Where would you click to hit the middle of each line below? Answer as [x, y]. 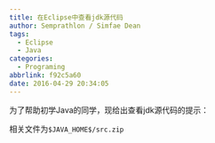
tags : [19, 34]
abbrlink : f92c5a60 [45, 75]
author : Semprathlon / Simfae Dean [75, 26]
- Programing [41, 68]
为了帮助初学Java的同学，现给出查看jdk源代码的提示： [109, 110]
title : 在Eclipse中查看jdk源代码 [66, 17]
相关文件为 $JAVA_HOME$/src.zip [67, 129]
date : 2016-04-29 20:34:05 [59, 83]
